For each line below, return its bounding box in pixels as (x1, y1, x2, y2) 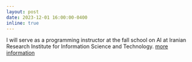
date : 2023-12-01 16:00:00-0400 (6, 14, 88, 20)
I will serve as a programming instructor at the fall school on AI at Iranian (6, 37, 187, 44)
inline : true (6, 20, 39, 26)
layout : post (6, 8, 39, 15)
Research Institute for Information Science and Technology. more (6, 43, 168, 50)
